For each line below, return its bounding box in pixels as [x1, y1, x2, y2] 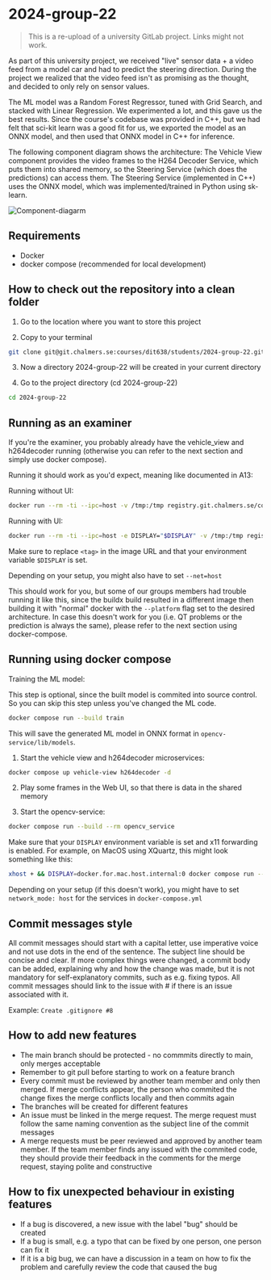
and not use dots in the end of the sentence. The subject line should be [8, 946, 245, 956]
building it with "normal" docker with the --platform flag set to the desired [8, 603, 256, 613]
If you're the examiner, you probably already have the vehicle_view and [8, 438, 244, 447]
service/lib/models [8, 738, 74, 747]
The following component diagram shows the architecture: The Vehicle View [8, 147, 262, 157]
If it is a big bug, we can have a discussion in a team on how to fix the [19, 1253, 252, 1263]
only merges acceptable [19, 1059, 101, 1068]
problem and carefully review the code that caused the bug [19, 1261, 218, 1272]
